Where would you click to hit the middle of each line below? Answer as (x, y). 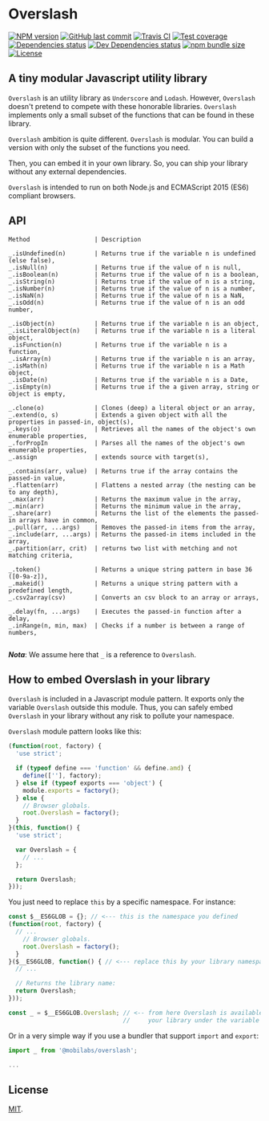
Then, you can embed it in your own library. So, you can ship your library (128, 163)
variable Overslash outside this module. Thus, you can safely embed (121, 708)
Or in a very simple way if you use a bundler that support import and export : (134, 1035)
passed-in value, (37, 478)
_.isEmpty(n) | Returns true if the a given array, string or (134, 387)
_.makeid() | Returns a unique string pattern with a (123, 583)
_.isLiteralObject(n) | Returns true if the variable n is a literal (132, 331)
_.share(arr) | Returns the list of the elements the (119, 513)
